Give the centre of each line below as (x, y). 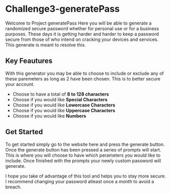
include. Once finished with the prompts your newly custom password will (83, 160)
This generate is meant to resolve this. (46, 45)
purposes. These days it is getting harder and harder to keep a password (82, 34)
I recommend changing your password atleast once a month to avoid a (80, 181)
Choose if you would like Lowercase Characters (64, 105)
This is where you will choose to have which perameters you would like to (83, 155)
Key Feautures (29, 61)
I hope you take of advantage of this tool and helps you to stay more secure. (86, 176)
